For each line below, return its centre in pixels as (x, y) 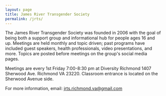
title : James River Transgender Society (48, 14)
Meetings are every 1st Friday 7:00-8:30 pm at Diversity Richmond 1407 (78, 68)
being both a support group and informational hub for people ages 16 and (80, 38)
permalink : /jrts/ (24, 19)
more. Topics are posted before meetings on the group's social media (76, 54)
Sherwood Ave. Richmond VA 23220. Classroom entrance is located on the (82, 74)
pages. (12, 59)
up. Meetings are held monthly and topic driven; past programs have (75, 43)
